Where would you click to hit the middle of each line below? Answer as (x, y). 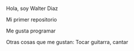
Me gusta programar (31, 31)
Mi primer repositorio (31, 19)
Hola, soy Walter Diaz (32, 8)
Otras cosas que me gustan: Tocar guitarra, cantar (67, 42)
